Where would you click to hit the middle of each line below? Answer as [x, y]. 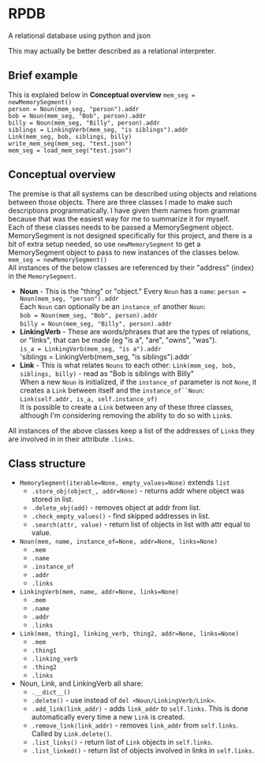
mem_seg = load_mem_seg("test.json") [70, 151]
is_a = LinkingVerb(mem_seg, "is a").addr [90, 349]
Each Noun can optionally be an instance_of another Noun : [113, 306]
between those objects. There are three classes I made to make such [120, 202]
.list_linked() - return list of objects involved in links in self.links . [143, 750]
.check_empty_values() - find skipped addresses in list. [121, 516]
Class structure [47, 463]
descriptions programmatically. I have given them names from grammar [124, 210]
